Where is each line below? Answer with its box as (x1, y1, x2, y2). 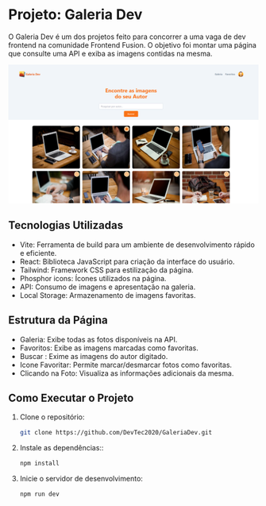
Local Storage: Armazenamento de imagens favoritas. (19, 290, 196, 299)
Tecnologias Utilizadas (8, 218, 124, 232)
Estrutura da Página (8, 314, 109, 327)
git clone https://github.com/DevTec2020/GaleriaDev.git (19, 429, 213, 437)
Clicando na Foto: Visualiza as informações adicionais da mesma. (19, 368, 234, 378)
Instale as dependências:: (19, 443, 104, 453)
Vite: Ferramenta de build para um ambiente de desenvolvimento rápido (19, 240, 256, 249)
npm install (19, 459, 60, 468)
